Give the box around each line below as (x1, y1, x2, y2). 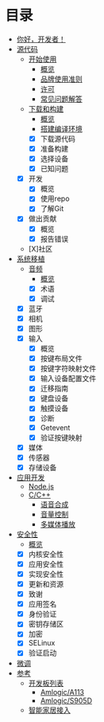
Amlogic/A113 (40, 687, 84, 696)
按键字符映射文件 (40, 363, 97, 374)
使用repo (40, 194, 70, 203)
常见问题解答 (40, 94, 83, 104)
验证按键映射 (40, 433, 83, 442)
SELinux (28, 638, 56, 648)
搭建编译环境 (40, 124, 83, 133)
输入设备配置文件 (40, 374, 97, 383)
